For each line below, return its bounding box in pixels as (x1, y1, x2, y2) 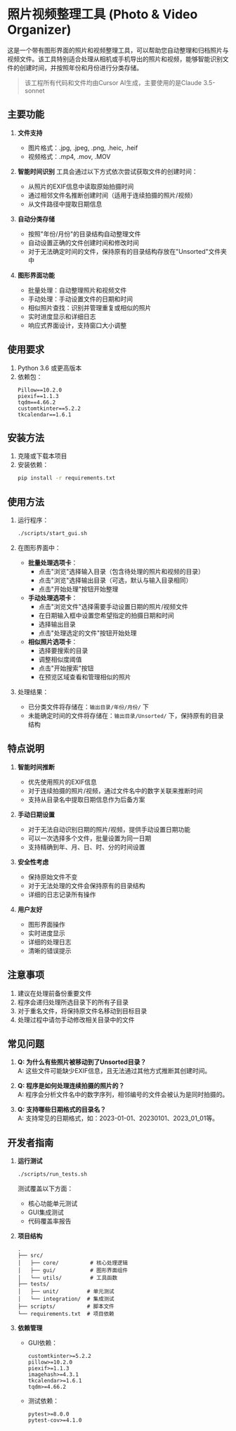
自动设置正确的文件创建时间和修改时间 (27, 238, 139, 247)
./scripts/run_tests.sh (17, 1171, 88, 1178)
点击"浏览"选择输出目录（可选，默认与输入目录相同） (38, 576, 192, 584)
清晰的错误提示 (27, 946, 72, 955)
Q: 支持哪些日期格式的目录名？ (17, 1105, 107, 1114)
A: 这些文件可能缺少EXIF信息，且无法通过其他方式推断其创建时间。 (17, 1067, 211, 1075)
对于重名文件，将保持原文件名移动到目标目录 (17, 1006, 147, 1015)
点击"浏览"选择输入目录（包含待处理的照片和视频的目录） (38, 567, 205, 575)
